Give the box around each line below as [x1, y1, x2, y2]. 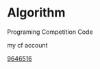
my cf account [7, 41, 48, 49]
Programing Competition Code [7, 28, 94, 36]
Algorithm [7, 5, 66, 21]
